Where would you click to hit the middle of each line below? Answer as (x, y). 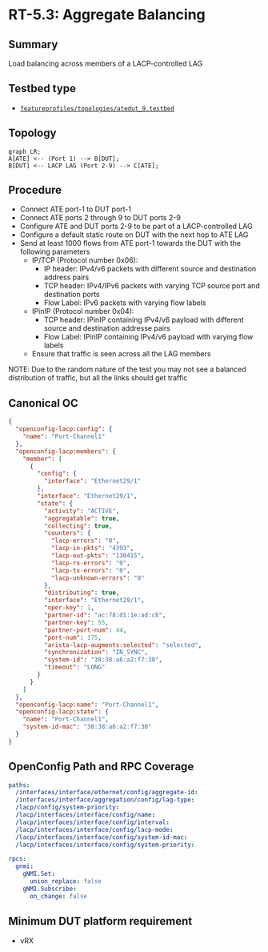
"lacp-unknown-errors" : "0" (98, 578)
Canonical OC (43, 403)
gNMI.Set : (39, 874)
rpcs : (17, 859)
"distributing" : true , (82, 593)
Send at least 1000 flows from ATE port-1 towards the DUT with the (130, 243)
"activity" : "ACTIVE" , (82, 511)
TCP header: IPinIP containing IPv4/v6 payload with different (144, 320)
